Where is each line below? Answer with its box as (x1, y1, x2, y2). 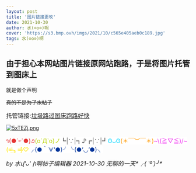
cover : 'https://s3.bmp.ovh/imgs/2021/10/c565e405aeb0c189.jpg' (6, 30, 166, 36)
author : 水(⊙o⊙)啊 (6, 25, 49, 31)
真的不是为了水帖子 (6, 99, 52, 106)
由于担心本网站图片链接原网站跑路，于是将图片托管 (6, 59, 190, 69)
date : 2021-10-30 (6, 19, 48, 25)
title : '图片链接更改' (6, 14, 56, 20)
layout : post (6, 8, 38, 15)
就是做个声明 (6, 86, 37, 94)
